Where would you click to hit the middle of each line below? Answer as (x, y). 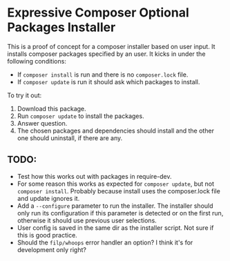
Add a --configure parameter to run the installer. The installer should (115, 206)
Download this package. (51, 108)
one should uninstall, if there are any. (70, 138)
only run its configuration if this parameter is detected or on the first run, (120, 213)
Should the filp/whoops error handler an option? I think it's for (105, 242)
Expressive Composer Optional (98, 13)
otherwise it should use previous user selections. (87, 220)
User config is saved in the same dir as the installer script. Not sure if (115, 228)
